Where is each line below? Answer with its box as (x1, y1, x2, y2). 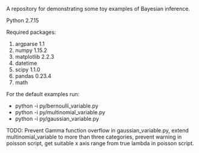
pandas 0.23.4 (15, 73, 51, 79)
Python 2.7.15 (6, 17, 39, 24)
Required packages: (6, 28, 56, 36)
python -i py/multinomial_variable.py (15, 109, 106, 116)
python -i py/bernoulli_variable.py (15, 102, 99, 109)
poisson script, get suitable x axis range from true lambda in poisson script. (6, 140, 195, 147)
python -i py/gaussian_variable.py (15, 115, 99, 122)
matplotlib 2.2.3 (15, 53, 54, 60)
